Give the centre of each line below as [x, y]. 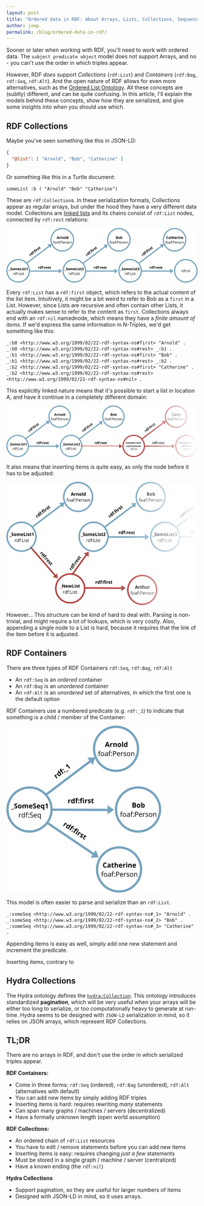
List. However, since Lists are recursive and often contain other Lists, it [95, 305]
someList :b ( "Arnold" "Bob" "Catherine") [62, 189]
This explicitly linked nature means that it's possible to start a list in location [101, 390]
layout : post [23, 13]
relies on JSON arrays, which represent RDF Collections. [77, 1021]
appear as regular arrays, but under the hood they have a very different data [102, 206]
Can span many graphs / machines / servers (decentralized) [90, 1111]
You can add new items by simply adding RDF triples [81, 1098]
